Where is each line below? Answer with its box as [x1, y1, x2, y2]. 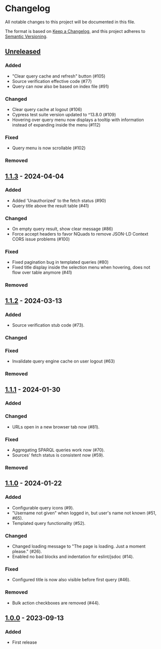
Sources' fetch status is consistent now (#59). [12, 452, 104, 458]
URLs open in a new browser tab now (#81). [12, 424, 100, 429]
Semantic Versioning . [5, 33, 48, 39]
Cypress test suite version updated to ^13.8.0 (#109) [12, 111, 116, 117]
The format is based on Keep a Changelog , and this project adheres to [5, 28, 145, 34]
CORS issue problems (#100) [12, 236, 70, 242]
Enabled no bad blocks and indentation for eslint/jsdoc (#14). [12, 554, 134, 559]
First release [12, 639, 37, 645]
